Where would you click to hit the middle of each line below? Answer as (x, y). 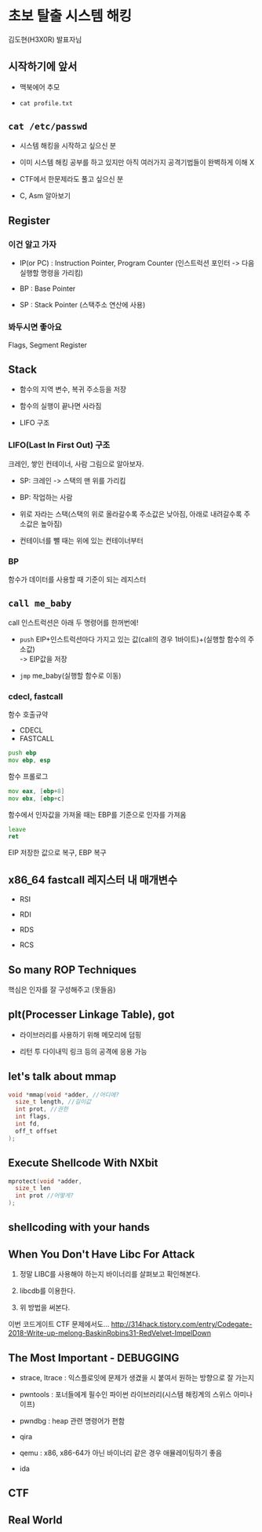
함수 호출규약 (28, 715)
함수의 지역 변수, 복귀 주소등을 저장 (73, 389)
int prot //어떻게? (45, 1196)
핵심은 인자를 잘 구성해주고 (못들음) (62, 989)
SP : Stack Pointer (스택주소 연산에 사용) (82, 305)
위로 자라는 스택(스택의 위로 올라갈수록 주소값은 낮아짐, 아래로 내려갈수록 (131, 514)
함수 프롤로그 (28, 776)
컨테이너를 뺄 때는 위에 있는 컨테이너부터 (81, 540)
